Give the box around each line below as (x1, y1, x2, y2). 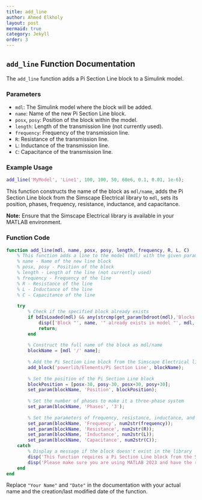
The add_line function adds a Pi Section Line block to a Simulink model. (6, 75, 184, 82)
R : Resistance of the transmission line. (14, 136, 109, 143)
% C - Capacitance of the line (17, 292, 96, 298)
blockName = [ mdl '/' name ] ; (28, 348, 101, 354)
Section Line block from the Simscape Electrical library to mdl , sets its (6, 194, 179, 201)
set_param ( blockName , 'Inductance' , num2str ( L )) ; (28, 431, 155, 437)
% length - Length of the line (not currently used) (17, 270, 152, 276)
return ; (38, 325, 58, 331)
